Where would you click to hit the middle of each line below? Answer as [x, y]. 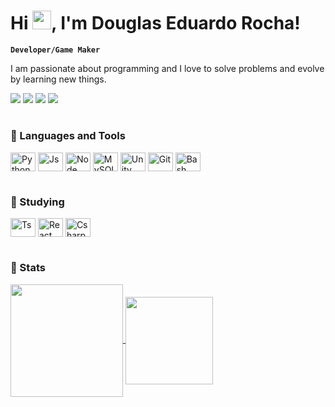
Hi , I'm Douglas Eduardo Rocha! [155, 23]
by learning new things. [58, 79]
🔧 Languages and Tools [68, 136]
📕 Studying [37, 202]
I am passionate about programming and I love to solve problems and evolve [167, 68]
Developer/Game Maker [55, 50]
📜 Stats [28, 268]
